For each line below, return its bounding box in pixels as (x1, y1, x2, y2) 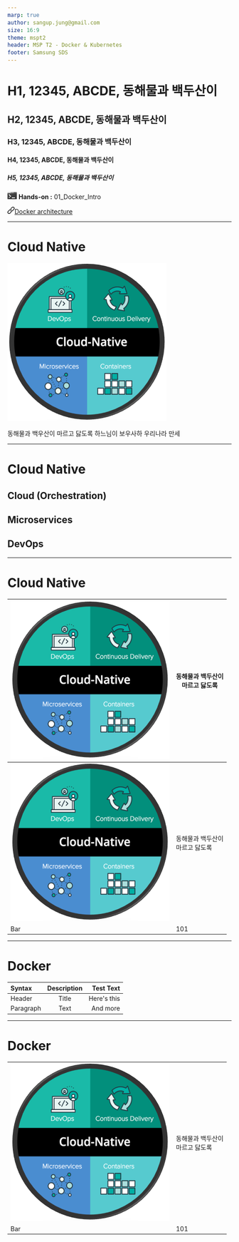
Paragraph (10, 1004, 41, 1012)
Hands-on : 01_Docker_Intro (18, 193, 102, 201)
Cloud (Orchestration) (7, 489, 107, 502)
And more (91, 1004, 121, 1012)
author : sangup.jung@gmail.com (7, 19, 100, 26)
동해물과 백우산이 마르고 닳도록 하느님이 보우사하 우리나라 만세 (7, 429, 181, 438)
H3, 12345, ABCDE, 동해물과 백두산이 (7, 136, 132, 146)
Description (47, 984, 83, 992)
